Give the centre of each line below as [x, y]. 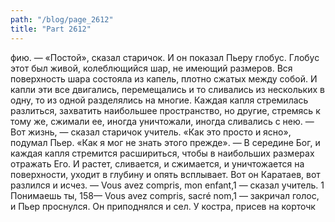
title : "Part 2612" [51, 29]
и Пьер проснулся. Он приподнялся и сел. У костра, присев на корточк [163, 206]
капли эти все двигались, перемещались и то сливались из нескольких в [167, 89]
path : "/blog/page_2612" [62, 19]
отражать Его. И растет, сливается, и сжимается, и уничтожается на [157, 163]
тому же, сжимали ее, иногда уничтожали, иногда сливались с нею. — [162, 121]
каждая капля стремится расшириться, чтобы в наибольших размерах [162, 153]
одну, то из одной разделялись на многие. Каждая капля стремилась [159, 100]
